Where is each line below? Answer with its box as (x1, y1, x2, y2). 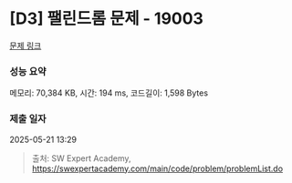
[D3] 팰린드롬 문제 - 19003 (9, 8, 203, 29)
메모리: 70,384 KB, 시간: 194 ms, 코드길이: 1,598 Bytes (9, 87, 208, 98)
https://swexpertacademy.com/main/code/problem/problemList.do (31, 163, 284, 174)
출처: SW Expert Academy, (31, 152, 131, 164)
